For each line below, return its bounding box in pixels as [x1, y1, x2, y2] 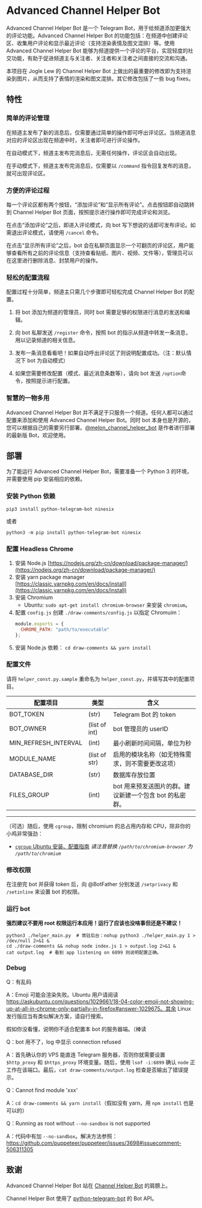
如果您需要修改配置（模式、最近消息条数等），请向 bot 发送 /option [14, 369, 182, 377]
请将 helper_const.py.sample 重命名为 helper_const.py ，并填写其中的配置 [6, 675, 189, 682]
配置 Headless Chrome [6, 545, 74, 553]
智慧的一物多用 [6, 394, 50, 402]
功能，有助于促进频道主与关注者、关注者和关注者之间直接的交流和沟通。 [11, 54, 191, 62]
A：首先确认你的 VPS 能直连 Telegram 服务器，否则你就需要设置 [6, 1051, 165, 1058]
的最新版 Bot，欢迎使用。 [6, 431, 69, 438]
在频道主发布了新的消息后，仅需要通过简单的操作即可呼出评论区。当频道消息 [6, 129, 196, 136]
